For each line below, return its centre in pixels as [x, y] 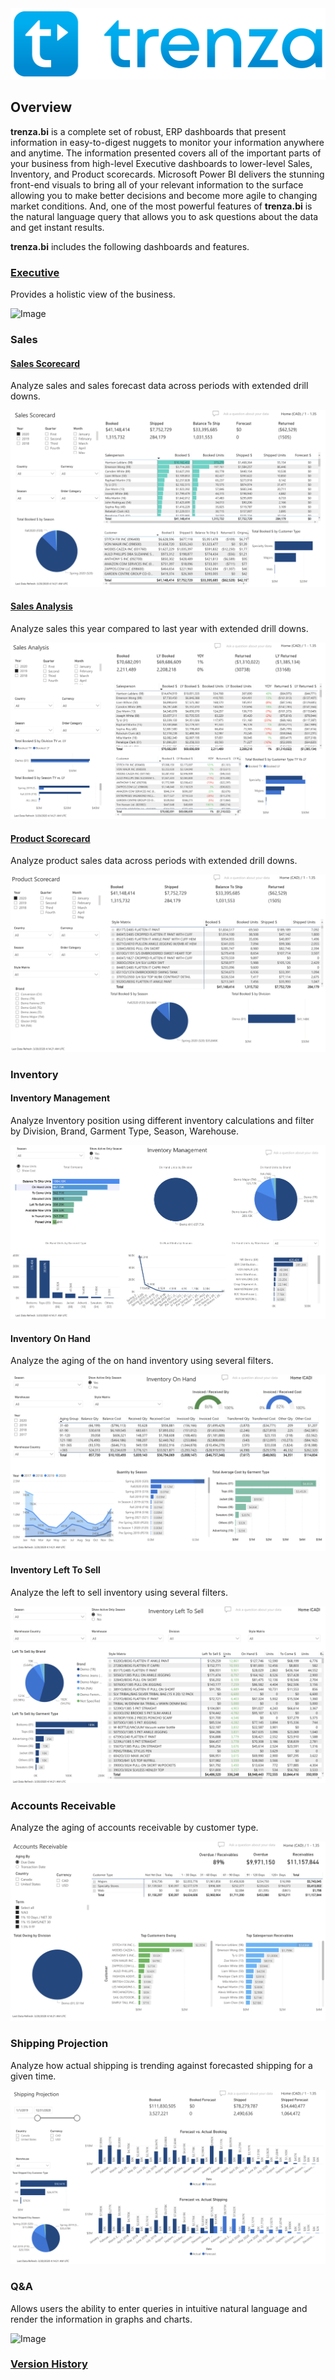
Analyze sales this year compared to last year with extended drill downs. [159, 628]
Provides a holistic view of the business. [93, 294]
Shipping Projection [59, 2044]
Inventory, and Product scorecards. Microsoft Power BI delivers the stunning [167, 174]
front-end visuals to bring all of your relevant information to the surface [157, 184]
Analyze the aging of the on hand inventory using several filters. [142, 1361]
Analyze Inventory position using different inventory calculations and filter [162, 1120]
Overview [41, 107]
